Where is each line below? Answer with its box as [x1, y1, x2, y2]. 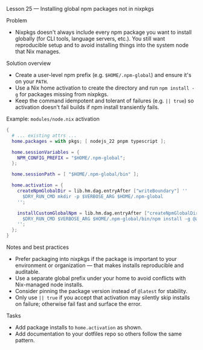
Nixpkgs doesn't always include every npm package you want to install [14, 28, 192, 36]
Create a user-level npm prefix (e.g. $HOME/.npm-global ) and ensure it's [14, 71, 192, 78]
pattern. [14, 337, 35, 344]
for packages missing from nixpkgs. [19, 91, 109, 97]
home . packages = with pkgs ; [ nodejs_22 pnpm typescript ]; [11, 138, 166, 144]
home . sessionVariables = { [11, 149, 80, 155]
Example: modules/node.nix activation [6, 115, 100, 122]
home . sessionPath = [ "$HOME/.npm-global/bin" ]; [11, 171, 139, 177]
